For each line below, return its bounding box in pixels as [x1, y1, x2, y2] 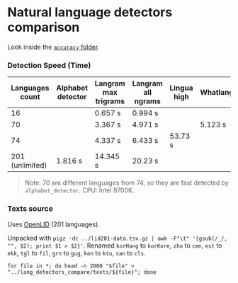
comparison [7, 19, 80, 35]
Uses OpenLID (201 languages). [7, 220, 101, 229]
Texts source [7, 204, 53, 214]
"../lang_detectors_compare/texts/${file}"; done [7, 268, 157, 276]
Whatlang [200, 88, 234, 98]
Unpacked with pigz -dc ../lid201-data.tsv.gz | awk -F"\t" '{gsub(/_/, [7, 233, 228, 242]
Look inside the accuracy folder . [7, 42, 100, 51]
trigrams [95, 96, 125, 106]
